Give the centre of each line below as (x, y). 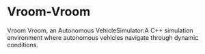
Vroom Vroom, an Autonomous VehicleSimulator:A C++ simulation (100, 30)
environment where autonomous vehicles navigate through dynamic (103, 37)
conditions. (23, 45)
